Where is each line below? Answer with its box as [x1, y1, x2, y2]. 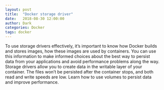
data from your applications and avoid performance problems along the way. [5, 59, 160, 64]
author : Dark [5, 20, 32, 26]
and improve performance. [5, 79, 59, 85]
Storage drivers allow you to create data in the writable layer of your [5, 64, 142, 70]
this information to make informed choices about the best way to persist [5, 54, 150, 59]
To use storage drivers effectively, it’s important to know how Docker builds [5, 43, 158, 49]
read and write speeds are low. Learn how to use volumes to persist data [5, 74, 152, 80]
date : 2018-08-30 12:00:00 [5, 16, 65, 21]
